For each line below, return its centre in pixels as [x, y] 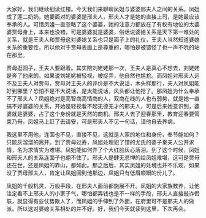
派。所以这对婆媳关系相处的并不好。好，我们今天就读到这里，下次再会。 [97, 209]
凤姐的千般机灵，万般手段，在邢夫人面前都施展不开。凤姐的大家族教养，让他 [103, 186]
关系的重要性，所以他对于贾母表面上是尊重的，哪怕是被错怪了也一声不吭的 [100, 47]
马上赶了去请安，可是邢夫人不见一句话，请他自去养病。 [108, 122]
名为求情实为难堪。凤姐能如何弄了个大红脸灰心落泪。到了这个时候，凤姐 [108, 150]
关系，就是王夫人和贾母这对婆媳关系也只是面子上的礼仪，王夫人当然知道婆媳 [103, 39]
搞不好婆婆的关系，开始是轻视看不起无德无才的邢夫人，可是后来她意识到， [100, 106]
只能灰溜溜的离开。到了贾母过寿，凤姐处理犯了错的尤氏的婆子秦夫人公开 [97, 142]
